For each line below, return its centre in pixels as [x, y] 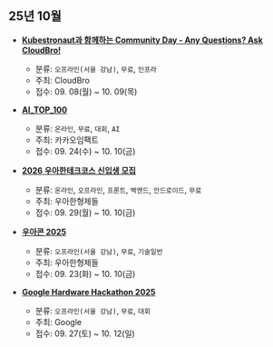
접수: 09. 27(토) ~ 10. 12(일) [85, 333]
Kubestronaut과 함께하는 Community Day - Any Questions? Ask [142, 40]
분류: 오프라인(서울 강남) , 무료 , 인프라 [96, 69]
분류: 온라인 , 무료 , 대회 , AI [78, 128]
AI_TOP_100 [44, 109]
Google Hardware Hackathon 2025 [88, 292]
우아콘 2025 [44, 232]
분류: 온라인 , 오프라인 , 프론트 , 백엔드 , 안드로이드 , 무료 [118, 190]
